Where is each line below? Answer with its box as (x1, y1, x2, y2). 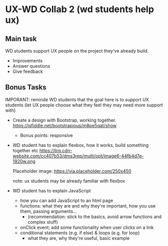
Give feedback (12, 68, 43, 74)
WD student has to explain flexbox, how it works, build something (12, 142, 149, 148)
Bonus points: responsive (20, 132, 73, 138)
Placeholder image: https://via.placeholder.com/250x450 (12, 168, 132, 174)
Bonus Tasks (5, 83, 47, 92)
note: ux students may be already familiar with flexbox (12, 178, 125, 184)
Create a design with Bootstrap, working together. (12, 117, 117, 123)
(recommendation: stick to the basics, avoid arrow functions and (27, 214, 162, 220)
